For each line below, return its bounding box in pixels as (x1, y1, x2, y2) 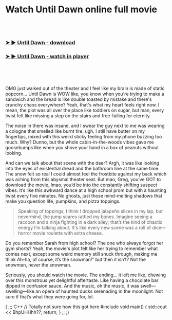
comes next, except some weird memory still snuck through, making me (5, 251, 158, 257)
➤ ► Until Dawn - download (5, 39, 75, 46)
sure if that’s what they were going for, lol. (5, 294, 94, 300)
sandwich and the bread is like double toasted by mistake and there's (5, 96, 152, 102)
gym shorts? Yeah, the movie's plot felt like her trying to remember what (5, 245, 158, 252)
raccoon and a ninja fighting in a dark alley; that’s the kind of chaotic (17, 219, 163, 225)
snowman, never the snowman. (5, 262, 72, 268)
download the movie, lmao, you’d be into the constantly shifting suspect (5, 182, 158, 188)
